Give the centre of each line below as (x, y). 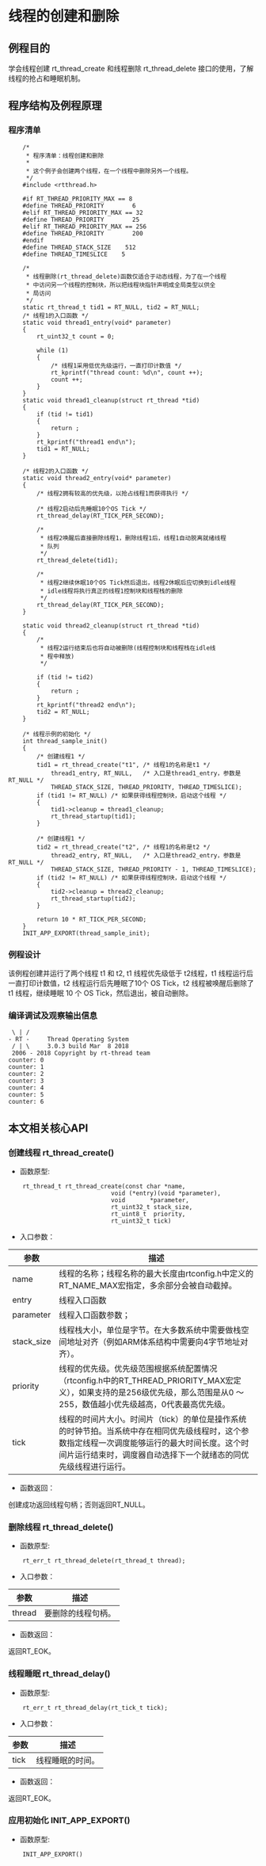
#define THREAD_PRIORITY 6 (79, 206)
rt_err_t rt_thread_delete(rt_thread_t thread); (104, 1561)
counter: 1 (26, 1067)
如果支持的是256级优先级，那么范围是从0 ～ (161, 1392)
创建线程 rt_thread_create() (61, 1152)
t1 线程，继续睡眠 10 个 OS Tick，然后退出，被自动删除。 (101, 993)
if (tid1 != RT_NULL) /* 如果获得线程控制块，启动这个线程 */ (132, 796)
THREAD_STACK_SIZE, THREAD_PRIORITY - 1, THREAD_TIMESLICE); (154, 869)
